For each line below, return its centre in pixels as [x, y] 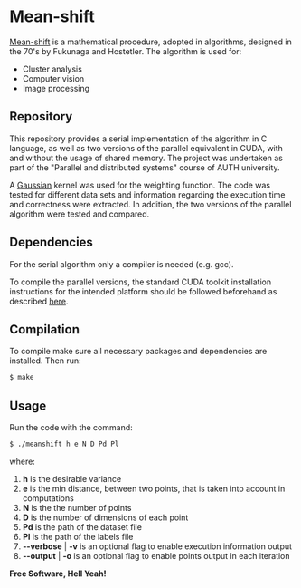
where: [23, 461]
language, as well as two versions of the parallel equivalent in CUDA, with [146, 148]
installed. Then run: [45, 361]
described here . [39, 301]
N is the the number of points [77, 507]
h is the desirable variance [72, 478]
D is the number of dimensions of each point [105, 517]
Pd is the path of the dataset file [82, 526]
